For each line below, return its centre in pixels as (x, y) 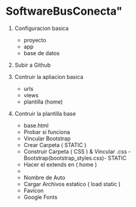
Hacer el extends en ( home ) (60, 164)
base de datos (41, 53)
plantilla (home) (43, 102)
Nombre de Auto (44, 177)
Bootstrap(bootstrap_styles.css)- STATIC (75, 158)
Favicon (34, 190)
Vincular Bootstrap (47, 138)
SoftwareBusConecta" (64, 11)
